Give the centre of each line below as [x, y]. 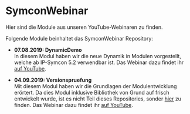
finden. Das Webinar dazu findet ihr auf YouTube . [73, 105]
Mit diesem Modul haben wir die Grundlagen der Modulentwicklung [95, 86]
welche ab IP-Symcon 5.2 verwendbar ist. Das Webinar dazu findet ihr [99, 62]
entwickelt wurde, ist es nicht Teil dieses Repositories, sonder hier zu [97, 99]
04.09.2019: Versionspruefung [53, 80]
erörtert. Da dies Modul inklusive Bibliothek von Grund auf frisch [91, 92]
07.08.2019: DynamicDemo [48, 50]
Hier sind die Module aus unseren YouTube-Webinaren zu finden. [84, 27]
